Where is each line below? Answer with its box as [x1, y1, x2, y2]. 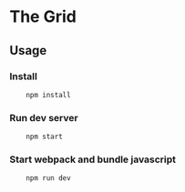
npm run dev [26, 174, 71, 183]
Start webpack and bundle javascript [9, 153, 176, 166]
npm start [26, 132, 64, 142]
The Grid [9, 6, 77, 27]
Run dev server [9, 111, 79, 124]
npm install [26, 90, 71, 99]
